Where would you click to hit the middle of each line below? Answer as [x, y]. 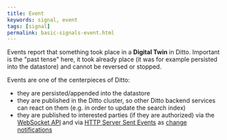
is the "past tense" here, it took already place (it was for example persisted [112, 60]
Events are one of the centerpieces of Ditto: [69, 80]
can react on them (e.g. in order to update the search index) [101, 108]
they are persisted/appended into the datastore [83, 93]
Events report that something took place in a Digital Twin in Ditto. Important [113, 52]
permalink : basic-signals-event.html [61, 33]
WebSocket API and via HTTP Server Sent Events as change [102, 122]
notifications [35, 130]
